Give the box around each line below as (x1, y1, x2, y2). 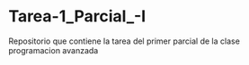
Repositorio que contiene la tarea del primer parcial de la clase (8, 36, 240, 46)
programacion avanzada (8, 45, 99, 55)
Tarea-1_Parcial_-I (8, 6, 147, 27)
